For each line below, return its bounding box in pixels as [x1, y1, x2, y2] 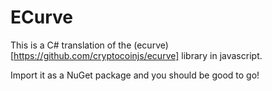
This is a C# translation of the [10, 39, 132, 51]
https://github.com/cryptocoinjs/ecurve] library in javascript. [13, 49, 263, 61]
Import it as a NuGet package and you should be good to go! [10, 69, 260, 81]
